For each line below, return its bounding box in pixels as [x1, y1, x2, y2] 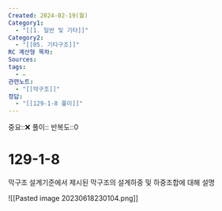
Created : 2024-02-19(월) [8, 11, 88, 20]
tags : [8, 63, 26, 71]
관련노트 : [8, 77, 34, 85]
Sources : [8, 56, 37, 64]
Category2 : [8, 33, 44, 42]
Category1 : [8, 19, 44, 27]
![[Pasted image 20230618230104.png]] [8, 194, 138, 203]
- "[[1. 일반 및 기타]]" [15, 26, 89, 34]
